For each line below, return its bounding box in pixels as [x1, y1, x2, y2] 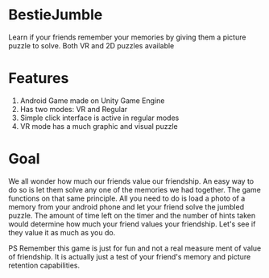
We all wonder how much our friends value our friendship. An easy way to [8, 176, 255, 186]
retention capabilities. [8, 260, 81, 270]
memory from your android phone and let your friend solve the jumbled [8, 201, 244, 211]
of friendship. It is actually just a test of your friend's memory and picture [8, 251, 251, 261]
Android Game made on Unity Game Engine [19, 95, 165, 106]
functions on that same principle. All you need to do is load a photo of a [8, 193, 246, 203]
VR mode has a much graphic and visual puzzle [19, 121, 179, 131]
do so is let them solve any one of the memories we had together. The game [8, 185, 262, 194]
